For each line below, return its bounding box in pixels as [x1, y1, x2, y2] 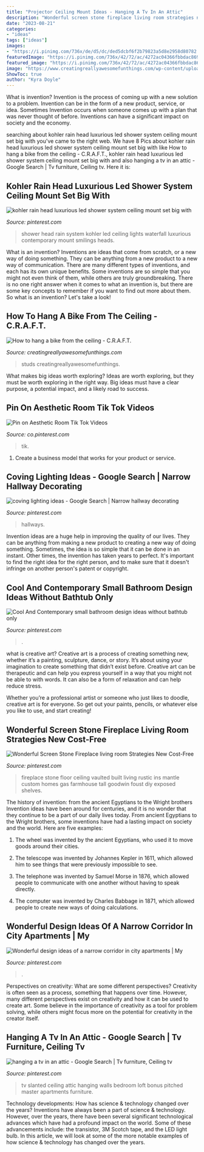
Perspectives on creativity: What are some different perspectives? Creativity [6, 982, 197, 990]
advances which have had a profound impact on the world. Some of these [6, 1119, 191, 1126]
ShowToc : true [6, 71, 42, 77]
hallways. [21, 521, 46, 528]
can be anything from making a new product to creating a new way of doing [6, 539, 196, 547]
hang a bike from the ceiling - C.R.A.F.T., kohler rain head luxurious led [6, 150, 183, 158]
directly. [15, 886, 36, 892]
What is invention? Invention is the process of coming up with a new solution [6, 94, 198, 101]
